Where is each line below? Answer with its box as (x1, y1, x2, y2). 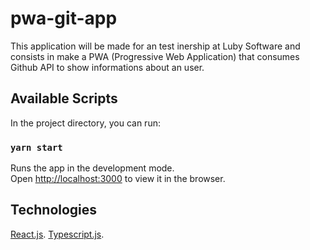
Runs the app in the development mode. (10, 162, 175, 174)
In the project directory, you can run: (10, 117, 161, 129)
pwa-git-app (10, 7, 118, 30)
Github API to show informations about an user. (10, 61, 205, 73)
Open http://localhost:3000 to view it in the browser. (10, 173, 226, 185)
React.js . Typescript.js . (10, 228, 105, 240)
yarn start (10, 142, 63, 153)
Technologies (10, 202, 98, 219)
